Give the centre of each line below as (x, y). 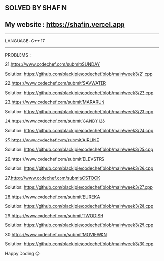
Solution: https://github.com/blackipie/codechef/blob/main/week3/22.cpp (79, 93)
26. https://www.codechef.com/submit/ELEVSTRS (55, 159)
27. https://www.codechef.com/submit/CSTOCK (52, 178)
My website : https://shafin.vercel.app (65, 25)
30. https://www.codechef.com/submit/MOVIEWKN (56, 235)
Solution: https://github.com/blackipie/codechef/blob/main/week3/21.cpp (79, 74)
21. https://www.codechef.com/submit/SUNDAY (52, 64)
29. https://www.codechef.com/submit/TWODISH (54, 216)
